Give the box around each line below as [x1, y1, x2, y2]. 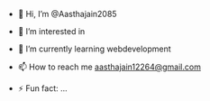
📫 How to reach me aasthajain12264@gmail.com [17, 61, 201, 72]
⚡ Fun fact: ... [17, 83, 68, 94]
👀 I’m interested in [17, 26, 86, 36]
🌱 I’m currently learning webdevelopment [17, 43, 171, 54]
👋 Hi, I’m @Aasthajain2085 [17, 9, 117, 19]
